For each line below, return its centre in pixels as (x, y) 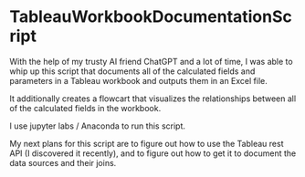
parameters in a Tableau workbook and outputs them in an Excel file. (138, 80)
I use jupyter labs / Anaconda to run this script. (97, 126)
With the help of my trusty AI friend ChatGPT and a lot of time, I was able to (152, 61)
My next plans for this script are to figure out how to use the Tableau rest (147, 143)
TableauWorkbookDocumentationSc (151, 17)
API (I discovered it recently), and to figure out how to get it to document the (153, 153)
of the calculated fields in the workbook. (85, 108)
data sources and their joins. (63, 162)
